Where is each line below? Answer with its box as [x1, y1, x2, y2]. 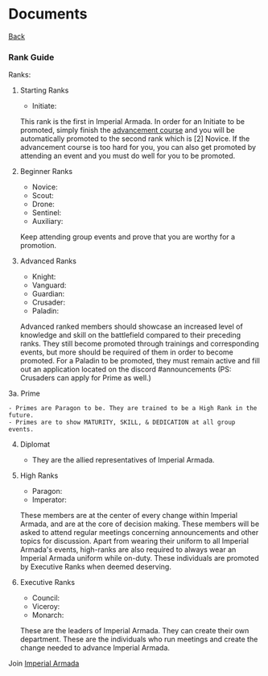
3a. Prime [8, 388, 40, 399]
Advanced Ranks [19, 256, 76, 266]
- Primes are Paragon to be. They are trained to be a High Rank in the [8, 404, 258, 413]
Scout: [31, 191, 54, 201]
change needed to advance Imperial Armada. [19, 643, 171, 653]
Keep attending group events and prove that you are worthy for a [19, 232, 236, 242]
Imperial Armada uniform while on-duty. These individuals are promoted [19, 554, 259, 563]
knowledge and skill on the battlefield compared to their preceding [19, 330, 241, 340]
